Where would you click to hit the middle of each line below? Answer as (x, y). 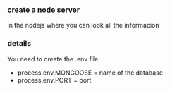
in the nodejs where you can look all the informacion (83, 25)
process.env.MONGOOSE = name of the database (90, 73)
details (19, 44)
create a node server (44, 10)
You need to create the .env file (53, 59)
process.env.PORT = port (54, 80)
